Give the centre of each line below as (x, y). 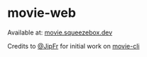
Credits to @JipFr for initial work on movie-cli (73, 46)
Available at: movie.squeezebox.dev (60, 32)
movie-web (42, 13)
